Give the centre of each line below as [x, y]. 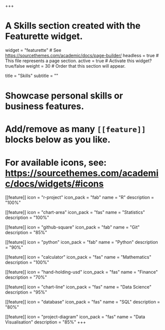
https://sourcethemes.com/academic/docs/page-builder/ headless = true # [82, 55]
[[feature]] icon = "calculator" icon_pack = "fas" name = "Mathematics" [78, 257]
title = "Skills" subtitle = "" [32, 76]
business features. [45, 106]
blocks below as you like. [58, 140]
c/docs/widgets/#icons [55, 183]
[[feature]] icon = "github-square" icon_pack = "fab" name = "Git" [73, 227]
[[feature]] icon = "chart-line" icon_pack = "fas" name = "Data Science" [78, 287]
